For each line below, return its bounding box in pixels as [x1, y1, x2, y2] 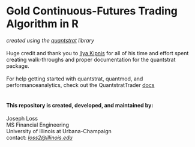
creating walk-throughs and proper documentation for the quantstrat [6, 56, 176, 63]
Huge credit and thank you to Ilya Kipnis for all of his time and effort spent [6, 49, 189, 56]
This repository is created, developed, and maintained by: [6, 101, 154, 109]
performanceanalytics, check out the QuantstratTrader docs [6, 81, 155, 88]
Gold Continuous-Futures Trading [6, 4, 178, 18]
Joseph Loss [6, 115, 38, 122]
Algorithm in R [6, 17, 79, 31]
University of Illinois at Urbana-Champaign [6, 128, 112, 135]
